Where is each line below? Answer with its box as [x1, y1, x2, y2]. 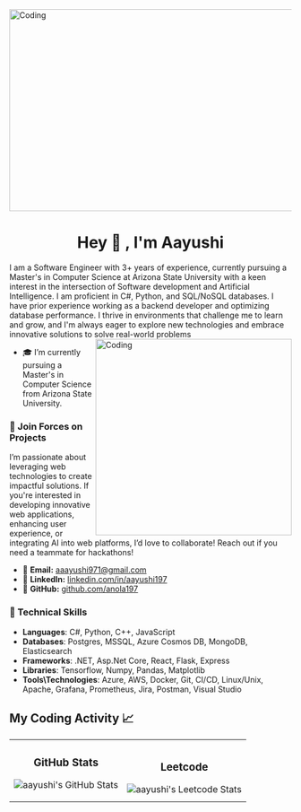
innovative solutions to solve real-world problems [9, 328, 192, 339]
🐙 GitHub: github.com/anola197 [21, 583, 139, 595]
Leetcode [159, 760, 209, 774]
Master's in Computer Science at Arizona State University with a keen [9, 271, 267, 282]
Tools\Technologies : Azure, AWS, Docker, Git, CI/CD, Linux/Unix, [21, 674, 264, 685]
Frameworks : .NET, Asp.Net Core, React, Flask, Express [21, 655, 230, 666]
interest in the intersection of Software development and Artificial [9, 281, 251, 292]
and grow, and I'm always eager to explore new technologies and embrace [9, 319, 285, 330]
